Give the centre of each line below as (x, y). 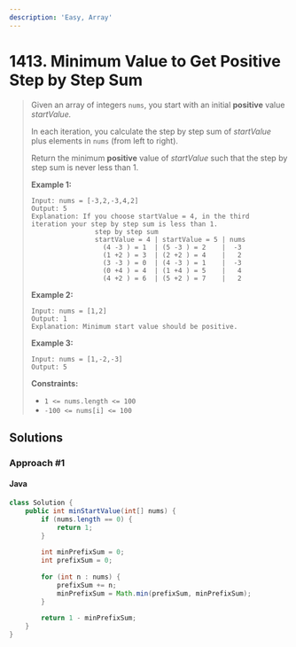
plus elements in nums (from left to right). (105, 140)
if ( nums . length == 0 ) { (87, 519)
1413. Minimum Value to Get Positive (145, 61)
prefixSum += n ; (86, 585)
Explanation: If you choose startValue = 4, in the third (140, 216)
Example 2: (52, 294)
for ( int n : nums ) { (81, 577)
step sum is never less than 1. (85, 167)
